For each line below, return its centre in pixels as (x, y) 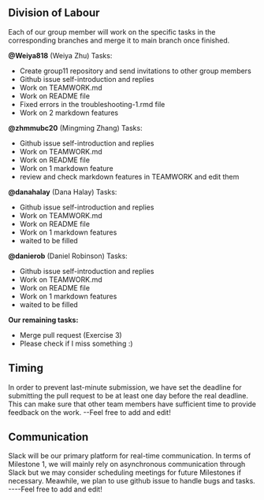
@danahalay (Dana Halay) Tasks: (63, 191)
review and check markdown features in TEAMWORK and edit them (129, 176)
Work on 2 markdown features (69, 113)
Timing (26, 368)
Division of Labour (54, 13)
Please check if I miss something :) (76, 343)
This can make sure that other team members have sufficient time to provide (132, 404)
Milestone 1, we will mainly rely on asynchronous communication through (127, 465)
